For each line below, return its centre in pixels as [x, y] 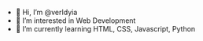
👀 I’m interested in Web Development [76, 20]
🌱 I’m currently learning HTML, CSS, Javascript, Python [105, 29]
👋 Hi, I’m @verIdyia [46, 12]
